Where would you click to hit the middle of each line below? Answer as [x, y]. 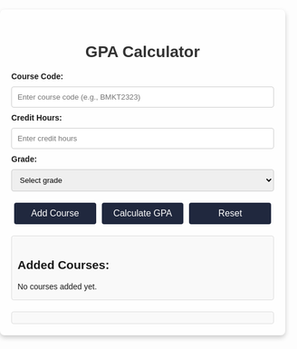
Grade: [24, 159]
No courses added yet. [57, 286]
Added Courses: [64, 265]
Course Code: [37, 76]
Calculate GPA [143, 213]
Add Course [55, 213]
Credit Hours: [37, 117]
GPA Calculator [143, 52]
